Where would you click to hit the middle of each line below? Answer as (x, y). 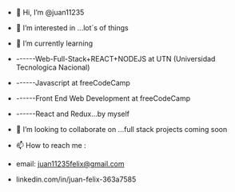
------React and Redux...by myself (73, 114)
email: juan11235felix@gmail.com (70, 164)
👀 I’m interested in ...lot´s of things (72, 28)
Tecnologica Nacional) (53, 67)
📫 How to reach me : (51, 145)
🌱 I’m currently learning (54, 43)
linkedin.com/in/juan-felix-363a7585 (76, 179)
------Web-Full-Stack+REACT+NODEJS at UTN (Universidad (116, 59)
